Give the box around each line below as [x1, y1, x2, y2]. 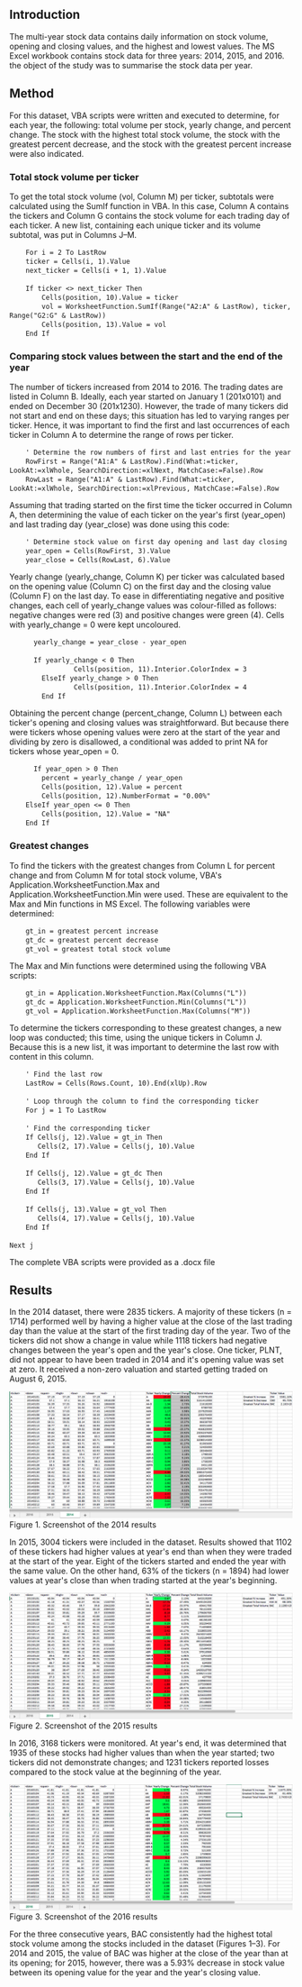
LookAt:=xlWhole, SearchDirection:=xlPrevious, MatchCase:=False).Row [9, 484, 280, 494]
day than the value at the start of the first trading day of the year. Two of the [9, 1326, 291, 1336]
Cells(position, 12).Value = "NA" [41, 810, 171, 819]
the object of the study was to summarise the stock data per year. [9, 59, 253, 70]
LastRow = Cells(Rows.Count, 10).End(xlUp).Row [25, 1079, 207, 1088]
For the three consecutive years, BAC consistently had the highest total [9, 1928, 272, 1940]
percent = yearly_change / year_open [41, 774, 182, 783]
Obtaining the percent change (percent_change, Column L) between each [9, 707, 283, 719]
